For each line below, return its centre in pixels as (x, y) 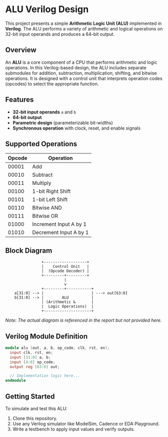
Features (19, 100)
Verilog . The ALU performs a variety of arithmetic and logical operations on (84, 28)
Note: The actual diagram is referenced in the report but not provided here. (83, 321)
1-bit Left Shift (50, 200)
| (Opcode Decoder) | (65, 271)
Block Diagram (29, 250)
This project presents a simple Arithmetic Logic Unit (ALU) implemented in (83, 23)
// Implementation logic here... (45, 376)
